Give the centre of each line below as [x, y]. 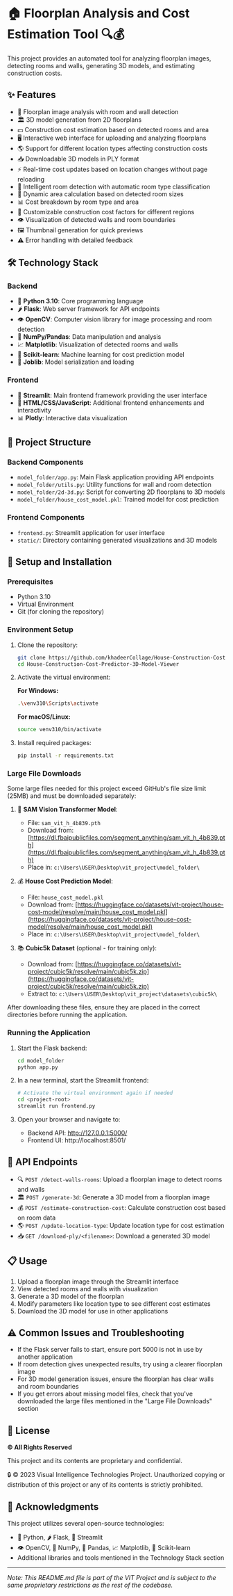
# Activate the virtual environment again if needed [95, 1093]
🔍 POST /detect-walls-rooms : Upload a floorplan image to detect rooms [120, 1179]
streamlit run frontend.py [56, 1106]
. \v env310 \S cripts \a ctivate [58, 703]
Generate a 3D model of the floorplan [71, 1296]
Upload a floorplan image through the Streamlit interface [98, 1282]
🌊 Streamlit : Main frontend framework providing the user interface [112, 395]
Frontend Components [46, 518]
